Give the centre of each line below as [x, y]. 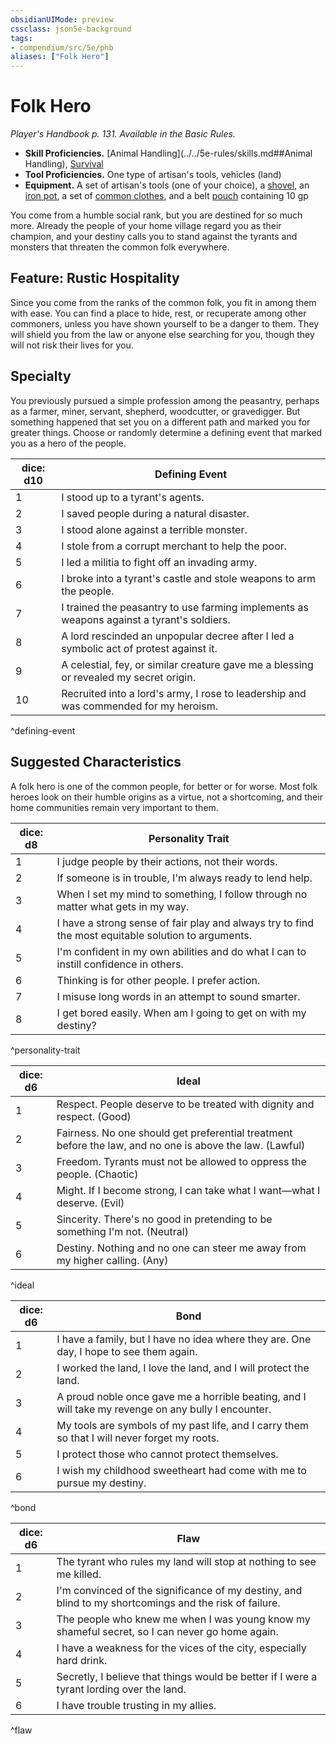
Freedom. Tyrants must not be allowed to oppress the [181, 1161]
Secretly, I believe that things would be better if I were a [187, 1676]
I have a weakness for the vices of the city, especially [181, 1648]
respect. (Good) [94, 1116]
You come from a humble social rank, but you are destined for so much [156, 215]
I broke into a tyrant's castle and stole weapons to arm [189, 578]
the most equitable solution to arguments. [154, 935]
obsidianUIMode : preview [62, 19]
